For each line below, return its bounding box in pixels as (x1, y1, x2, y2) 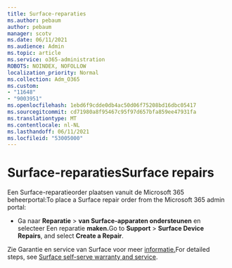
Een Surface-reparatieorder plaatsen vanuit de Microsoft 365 (7, 188, 185, 197)
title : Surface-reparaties (7, 10, 86, 18)
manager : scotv (7, 30, 52, 37)
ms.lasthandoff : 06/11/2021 (7, 128, 90, 135)
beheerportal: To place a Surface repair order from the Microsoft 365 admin (7, 196, 225, 204)
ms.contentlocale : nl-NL (7, 121, 80, 129)
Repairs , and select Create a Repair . (17, 231, 124, 240)
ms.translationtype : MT (7, 115, 77, 122)
